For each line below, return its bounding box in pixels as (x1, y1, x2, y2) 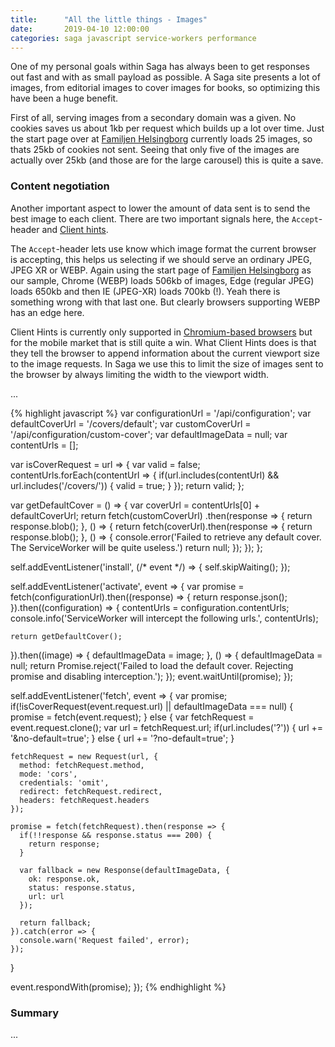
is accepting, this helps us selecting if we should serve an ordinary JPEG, (10, 253, 313, 265)
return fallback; (19, 917, 92, 928)
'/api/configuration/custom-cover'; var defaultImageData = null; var (10, 428, 288, 440)
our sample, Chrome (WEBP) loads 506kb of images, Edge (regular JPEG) (10, 274, 315, 286)
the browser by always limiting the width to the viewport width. (10, 368, 270, 380)
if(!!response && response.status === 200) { (19, 830, 213, 840)
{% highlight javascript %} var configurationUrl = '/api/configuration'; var (10, 407, 312, 419)
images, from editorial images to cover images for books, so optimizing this (10, 82, 321, 94)
